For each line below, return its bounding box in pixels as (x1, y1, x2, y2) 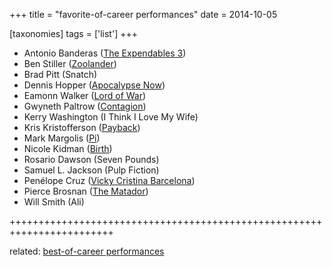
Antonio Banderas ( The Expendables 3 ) (23, 47, 187, 59)
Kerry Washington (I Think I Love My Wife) (23, 111, 199, 123)
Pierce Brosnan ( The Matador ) (23, 185, 149, 197)
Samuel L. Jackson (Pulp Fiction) (23, 164, 160, 176)
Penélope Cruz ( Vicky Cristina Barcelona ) (23, 175, 196, 186)
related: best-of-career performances (9, 245, 165, 257)
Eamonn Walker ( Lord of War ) (23, 90, 147, 101)
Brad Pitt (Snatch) (23, 69, 98, 80)
